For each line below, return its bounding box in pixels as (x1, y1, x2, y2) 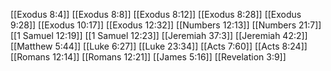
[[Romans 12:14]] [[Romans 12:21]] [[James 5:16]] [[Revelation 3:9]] (10, 51, 287, 63)
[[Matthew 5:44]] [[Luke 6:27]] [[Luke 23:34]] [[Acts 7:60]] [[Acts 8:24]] (10, 40, 308, 52)
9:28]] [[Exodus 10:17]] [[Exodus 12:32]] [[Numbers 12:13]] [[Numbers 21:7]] (10, 19, 322, 31)
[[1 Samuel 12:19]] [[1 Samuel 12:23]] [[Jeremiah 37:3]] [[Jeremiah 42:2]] (10, 30, 308, 41)
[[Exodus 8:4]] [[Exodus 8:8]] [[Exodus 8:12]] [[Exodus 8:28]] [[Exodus (10, 9, 302, 20)
